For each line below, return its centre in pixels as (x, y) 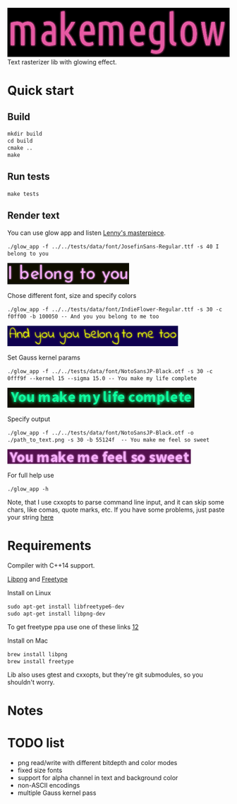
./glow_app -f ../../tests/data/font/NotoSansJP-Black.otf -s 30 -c (110, 371)
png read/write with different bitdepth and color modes (97, 762)
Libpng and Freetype (38, 579)
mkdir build (25, 134)
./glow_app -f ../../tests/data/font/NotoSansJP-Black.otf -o (101, 432)
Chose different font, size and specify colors (72, 295)
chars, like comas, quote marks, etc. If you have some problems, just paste (116, 510)
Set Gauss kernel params (44, 357)
